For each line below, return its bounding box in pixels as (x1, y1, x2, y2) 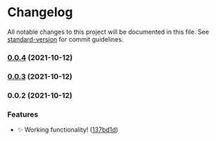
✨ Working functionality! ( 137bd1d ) (17, 125, 118, 134)
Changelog (7, 4, 73, 20)
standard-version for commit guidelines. (7, 35, 124, 43)
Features (7, 109, 39, 119)
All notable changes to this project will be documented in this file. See (7, 27, 210, 36)
